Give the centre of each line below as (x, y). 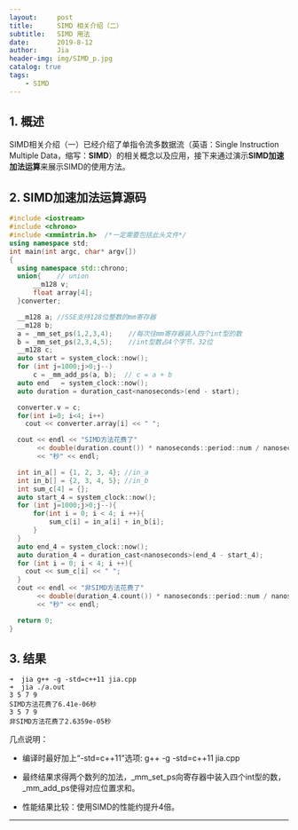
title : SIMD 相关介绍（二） (66, 26)
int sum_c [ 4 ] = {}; (53, 489)
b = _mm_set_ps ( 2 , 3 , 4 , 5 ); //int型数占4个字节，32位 (115, 342)
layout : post (41, 17)
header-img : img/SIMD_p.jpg (61, 59)
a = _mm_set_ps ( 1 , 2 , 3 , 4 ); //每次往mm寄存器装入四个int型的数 (129, 334)
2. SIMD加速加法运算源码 (78, 198)
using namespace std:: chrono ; (73, 268)
